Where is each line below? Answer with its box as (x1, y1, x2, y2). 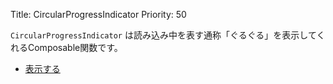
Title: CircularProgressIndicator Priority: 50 (10, 9, 187, 20)
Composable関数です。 (27, 42, 123, 53)
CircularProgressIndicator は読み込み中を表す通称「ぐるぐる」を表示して (10, 29, 317, 41)
